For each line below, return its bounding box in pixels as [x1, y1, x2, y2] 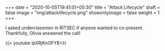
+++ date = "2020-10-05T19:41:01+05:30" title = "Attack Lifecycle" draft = [5, 5, 160, 10]
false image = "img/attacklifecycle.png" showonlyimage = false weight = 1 [5, 10, 160, 16]
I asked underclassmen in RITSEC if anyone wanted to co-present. [5, 25, 144, 31]
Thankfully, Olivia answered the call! [5, 30, 81, 36]
